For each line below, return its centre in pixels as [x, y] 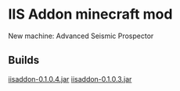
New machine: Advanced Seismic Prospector [81, 36]
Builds [24, 60]
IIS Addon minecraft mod [90, 14]
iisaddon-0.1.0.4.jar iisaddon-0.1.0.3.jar [70, 79]
